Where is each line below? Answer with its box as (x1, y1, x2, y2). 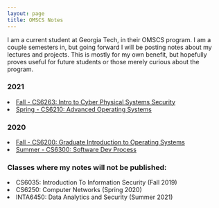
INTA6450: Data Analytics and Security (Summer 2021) (16, 193, 173, 201)
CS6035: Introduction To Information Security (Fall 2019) (16, 178, 178, 187)
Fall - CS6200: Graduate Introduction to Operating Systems (16, 138, 185, 146)
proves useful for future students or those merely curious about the (7, 57, 200, 66)
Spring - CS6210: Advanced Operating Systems (16, 105, 152, 113)
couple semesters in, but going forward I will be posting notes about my (7, 43, 213, 51)
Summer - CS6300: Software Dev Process (16, 146, 137, 154)
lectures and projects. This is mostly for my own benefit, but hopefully (7, 50, 207, 59)
